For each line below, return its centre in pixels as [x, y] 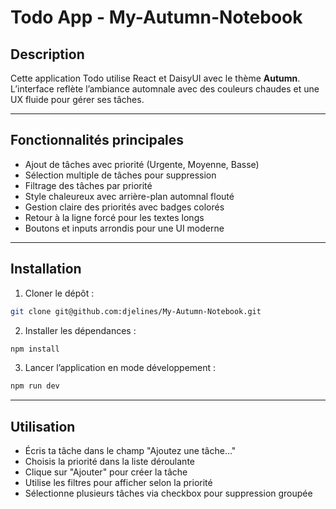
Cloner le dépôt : [59, 293]
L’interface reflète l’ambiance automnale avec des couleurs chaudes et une [165, 89]
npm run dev [35, 386]
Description [47, 54]
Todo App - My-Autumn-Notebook [156, 17]
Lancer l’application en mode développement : [120, 368]
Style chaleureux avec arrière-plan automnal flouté [129, 196]
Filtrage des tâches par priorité [88, 185]
